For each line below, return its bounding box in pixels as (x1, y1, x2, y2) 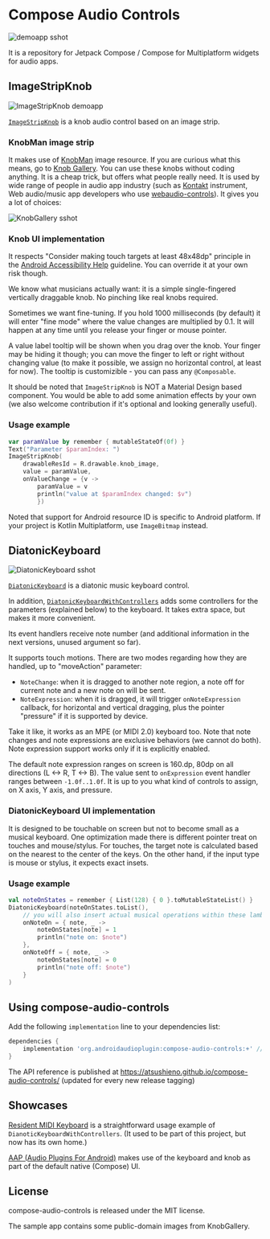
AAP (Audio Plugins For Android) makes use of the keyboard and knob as (8, 1152, 251, 1163)
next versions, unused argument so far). (8, 638, 141, 647)
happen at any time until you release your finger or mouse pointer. (8, 326, 227, 335)
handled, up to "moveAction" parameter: (8, 662, 142, 671)
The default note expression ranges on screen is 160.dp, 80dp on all (8, 760, 235, 769)
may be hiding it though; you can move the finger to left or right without (8, 350, 245, 359)
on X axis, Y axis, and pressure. (8, 786, 112, 795)
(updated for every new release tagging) (61, 1075, 195, 1085)
